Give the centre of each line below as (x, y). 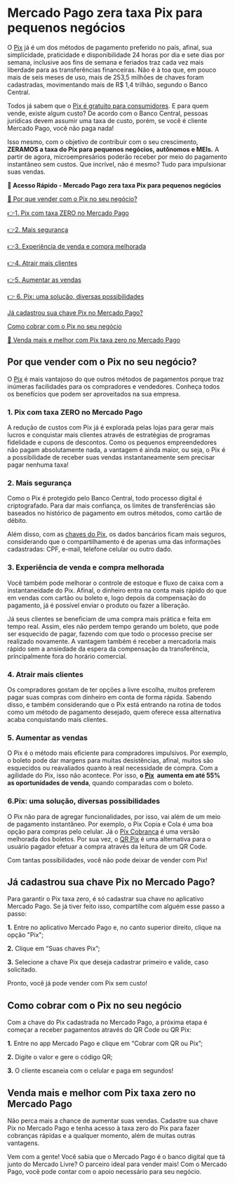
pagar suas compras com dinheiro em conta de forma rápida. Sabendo (109, 697)
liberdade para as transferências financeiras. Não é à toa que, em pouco (112, 70)
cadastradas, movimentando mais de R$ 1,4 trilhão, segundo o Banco (108, 84)
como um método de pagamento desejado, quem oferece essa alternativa (114, 712)
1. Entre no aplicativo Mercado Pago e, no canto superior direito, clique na (114, 927)
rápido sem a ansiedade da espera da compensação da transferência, (108, 649)
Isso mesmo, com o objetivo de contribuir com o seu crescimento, (103, 141)
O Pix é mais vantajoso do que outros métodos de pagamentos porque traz (116, 379)
